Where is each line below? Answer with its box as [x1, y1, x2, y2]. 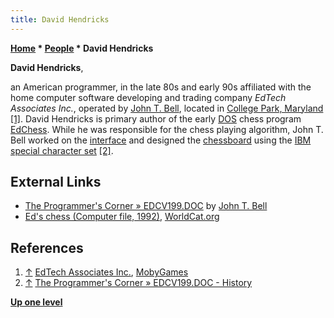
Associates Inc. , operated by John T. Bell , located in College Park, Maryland [10, 102, 324, 114]
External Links [10, 174, 102, 191]
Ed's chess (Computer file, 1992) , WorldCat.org [24, 211, 220, 223]
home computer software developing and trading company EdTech [10, 91, 287, 103]
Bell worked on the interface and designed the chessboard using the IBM [10, 134, 312, 146]
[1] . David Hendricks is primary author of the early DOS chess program [10, 112, 302, 125]
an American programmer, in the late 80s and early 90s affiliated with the [10, 81, 312, 93]
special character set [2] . [10, 144, 114, 156]
